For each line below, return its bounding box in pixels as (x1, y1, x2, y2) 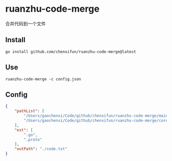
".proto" (24, 137, 42, 142)
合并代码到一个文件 (5, 20, 46, 26)
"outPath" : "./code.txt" (14, 146, 68, 152)
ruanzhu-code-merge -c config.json (5, 76, 81, 82)
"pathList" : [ (14, 109, 45, 114)
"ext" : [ (14, 127, 33, 132)
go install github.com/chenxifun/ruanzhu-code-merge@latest (5, 49, 137, 54)
